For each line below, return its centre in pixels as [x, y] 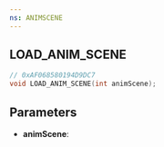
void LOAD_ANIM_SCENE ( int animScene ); [83, 84]
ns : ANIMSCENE [36, 18]
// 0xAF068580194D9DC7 [52, 75]
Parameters [43, 112]
